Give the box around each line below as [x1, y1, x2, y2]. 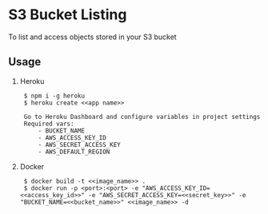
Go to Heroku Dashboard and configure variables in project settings [23, 113, 261, 121]
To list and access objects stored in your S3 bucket [8, 32, 178, 42]
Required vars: [23, 120, 74, 128]
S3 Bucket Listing [8, 6, 127, 24]
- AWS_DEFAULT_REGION [38, 148, 110, 156]
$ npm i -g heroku [23, 92, 86, 100]
